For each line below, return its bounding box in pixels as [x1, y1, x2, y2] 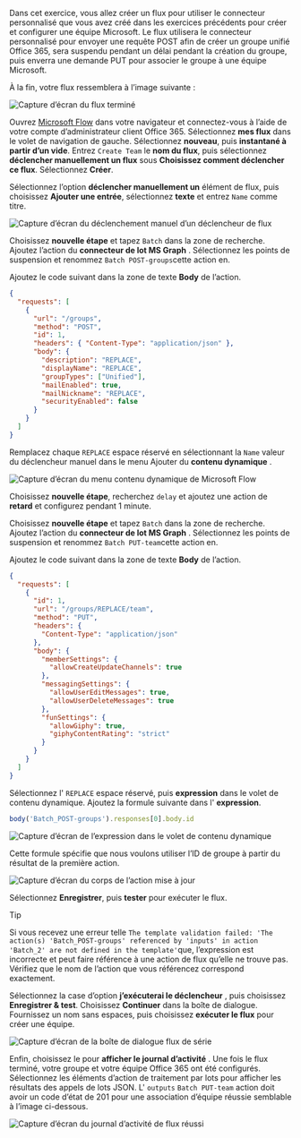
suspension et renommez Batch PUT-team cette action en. [9, 536, 219, 547]
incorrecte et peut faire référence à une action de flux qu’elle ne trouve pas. [9, 954, 288, 964]
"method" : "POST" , [32, 322, 102, 331]
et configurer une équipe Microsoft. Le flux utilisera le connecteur [9, 27, 253, 37]
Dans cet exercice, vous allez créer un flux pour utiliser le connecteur [9, 8, 266, 18]
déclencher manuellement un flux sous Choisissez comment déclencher [9, 155, 285, 165]
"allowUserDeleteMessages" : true [48, 696, 175, 706]
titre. [9, 201, 27, 211]
